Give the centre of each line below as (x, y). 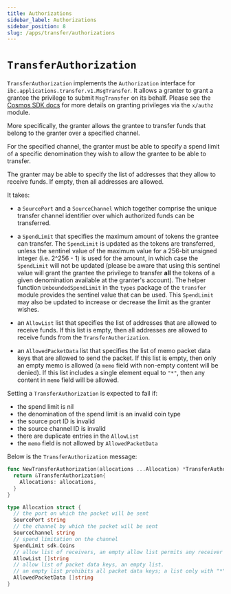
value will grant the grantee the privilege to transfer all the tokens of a (116, 273)
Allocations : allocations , (58, 482)
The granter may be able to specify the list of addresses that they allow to (112, 174)
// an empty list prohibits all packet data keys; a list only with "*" (120, 571)
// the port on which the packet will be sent (81, 513)
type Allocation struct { (44, 507)
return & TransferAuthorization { (60, 476)
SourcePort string (40, 520)
